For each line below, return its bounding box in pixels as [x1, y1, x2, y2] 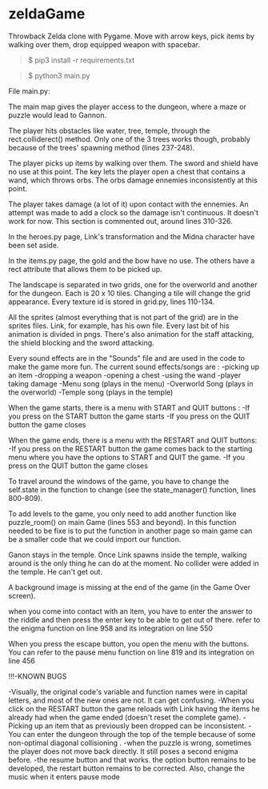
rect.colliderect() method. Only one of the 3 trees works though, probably [8, 134, 250, 144]
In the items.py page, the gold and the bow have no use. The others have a [8, 255, 255, 265]
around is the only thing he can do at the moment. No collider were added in [8, 558, 259, 568]
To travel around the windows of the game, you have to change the [8, 476, 230, 486]
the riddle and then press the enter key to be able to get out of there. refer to [8, 615, 261, 624]
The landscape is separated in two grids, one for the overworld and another [8, 279, 258, 289]
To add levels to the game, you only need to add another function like [8, 509, 237, 519]
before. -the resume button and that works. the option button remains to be [8, 755, 256, 764]
